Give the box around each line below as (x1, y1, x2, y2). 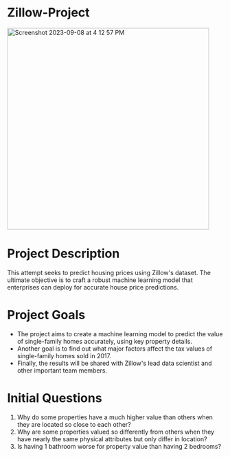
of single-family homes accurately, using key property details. (16, 337, 192, 345)
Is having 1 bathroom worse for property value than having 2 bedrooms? (16, 442, 222, 450)
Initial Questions (7, 390, 102, 406)
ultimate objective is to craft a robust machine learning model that (7, 276, 194, 284)
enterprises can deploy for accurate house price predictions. (7, 283, 179, 291)
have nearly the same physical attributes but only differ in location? (16, 434, 207, 443)
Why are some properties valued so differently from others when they (16, 427, 215, 436)
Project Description (7, 246, 120, 261)
